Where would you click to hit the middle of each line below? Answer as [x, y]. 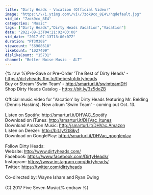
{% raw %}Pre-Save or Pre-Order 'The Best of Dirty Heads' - [67, 73]
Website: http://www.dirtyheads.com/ [43, 152]
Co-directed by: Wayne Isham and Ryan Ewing [52, 177]
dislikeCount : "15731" [28, 55]
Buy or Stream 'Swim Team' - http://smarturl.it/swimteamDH [66, 84]
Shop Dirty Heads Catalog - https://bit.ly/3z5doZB [56, 89]
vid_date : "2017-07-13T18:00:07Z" [40, 37]
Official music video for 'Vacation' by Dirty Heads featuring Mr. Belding [77, 99]
